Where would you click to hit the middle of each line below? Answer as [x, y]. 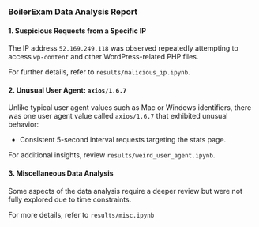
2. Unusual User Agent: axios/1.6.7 [68, 90]
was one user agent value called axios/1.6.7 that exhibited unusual [118, 116]
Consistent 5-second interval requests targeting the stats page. [123, 140]
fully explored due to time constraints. [70, 199]
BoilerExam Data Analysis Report [73, 12]
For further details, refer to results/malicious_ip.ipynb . [99, 72]
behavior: [24, 124]
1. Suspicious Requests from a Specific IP [77, 31]
